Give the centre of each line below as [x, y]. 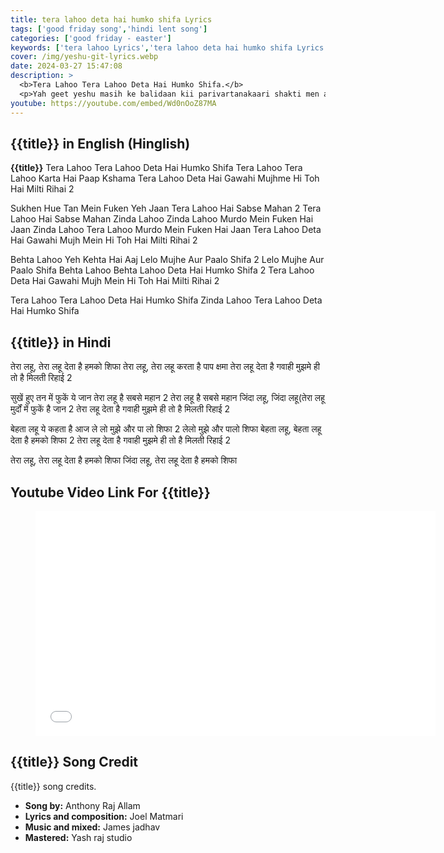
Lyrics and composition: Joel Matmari [104, 816]
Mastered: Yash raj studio [78, 837]
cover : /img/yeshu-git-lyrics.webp [84, 57]
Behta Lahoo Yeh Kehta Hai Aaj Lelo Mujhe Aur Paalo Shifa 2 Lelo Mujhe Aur [167, 260]
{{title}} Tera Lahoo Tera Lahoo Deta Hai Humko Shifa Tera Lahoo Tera [156, 168]
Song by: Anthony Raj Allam [82, 805]
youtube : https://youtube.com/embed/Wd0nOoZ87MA [113, 103]
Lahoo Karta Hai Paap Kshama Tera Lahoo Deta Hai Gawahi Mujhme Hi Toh [165, 178]
